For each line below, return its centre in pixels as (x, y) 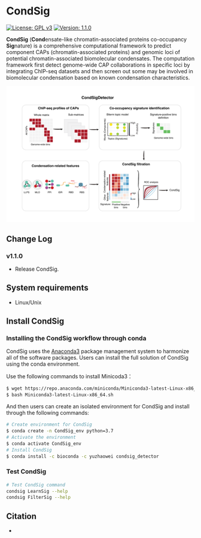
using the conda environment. (43, 364)
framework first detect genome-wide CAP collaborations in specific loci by (98, 65)
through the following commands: (48, 413)
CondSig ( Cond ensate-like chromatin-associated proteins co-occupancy (97, 39)
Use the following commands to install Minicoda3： (69, 376)
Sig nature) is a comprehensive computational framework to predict (89, 46)
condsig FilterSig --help (38, 497)
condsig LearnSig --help (37, 491)
